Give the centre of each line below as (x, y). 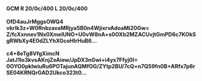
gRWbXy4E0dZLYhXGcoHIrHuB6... (52, 41)
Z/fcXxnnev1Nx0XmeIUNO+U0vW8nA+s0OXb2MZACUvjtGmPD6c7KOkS (101, 34)
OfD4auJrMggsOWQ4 (35, 22)
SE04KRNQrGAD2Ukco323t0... (47, 73)
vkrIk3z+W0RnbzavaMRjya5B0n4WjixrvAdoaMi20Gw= (78, 28)
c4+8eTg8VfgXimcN (33, 53)
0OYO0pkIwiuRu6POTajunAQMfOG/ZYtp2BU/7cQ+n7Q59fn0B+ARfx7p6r (101, 67)
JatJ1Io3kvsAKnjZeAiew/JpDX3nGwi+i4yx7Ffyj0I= (72, 60)
